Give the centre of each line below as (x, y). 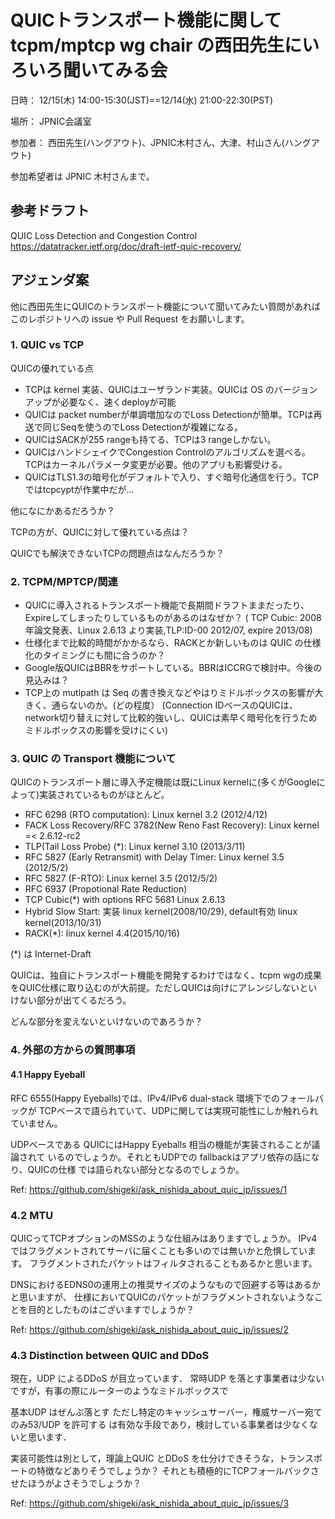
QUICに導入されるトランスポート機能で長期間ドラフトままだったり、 (167, 605)
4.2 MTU (32, 1215)
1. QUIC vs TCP (47, 345)
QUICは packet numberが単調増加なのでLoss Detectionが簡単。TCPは (169, 414)
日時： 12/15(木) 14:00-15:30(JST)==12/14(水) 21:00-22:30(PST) (142, 100)
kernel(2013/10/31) (63, 923)
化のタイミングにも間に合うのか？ (95, 655)
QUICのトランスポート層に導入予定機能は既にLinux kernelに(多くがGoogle (163, 782)
